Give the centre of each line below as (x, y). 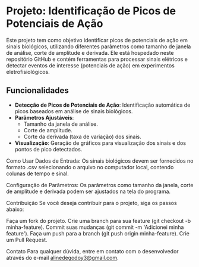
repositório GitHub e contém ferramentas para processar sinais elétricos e (97, 59)
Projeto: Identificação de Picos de (91, 11)
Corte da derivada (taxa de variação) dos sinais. (82, 136)
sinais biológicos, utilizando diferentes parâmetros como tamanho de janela (99, 46)
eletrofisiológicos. (28, 72)
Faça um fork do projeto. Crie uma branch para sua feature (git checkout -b (99, 221)
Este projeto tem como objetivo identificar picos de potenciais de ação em (97, 40)
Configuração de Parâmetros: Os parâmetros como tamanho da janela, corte (100, 185)
